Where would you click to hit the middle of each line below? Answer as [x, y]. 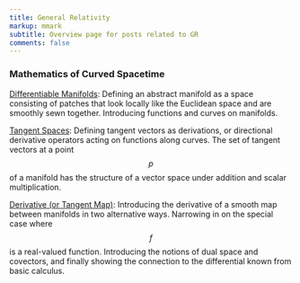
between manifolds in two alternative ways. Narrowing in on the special [141, 214]
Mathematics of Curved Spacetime [87, 75]
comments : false [40, 43]
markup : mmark [36, 26]
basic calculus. [37, 270]
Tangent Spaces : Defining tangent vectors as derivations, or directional [141, 130]
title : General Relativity [60, 18]
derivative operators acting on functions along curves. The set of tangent [145, 139]
